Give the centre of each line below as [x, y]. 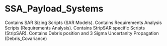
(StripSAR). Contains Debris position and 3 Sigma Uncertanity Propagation [82, 33]
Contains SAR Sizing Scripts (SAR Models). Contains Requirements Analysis [83, 22]
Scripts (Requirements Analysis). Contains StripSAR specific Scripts [75, 27]
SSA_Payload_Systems [54, 9]
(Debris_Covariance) [26, 38]
